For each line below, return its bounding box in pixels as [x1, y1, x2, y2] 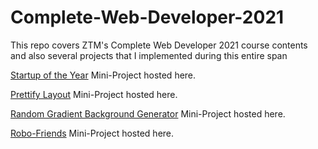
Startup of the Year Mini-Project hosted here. [10, 69, 197, 81]
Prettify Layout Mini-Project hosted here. [10, 88, 178, 100]
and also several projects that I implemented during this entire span [10, 49, 288, 61]
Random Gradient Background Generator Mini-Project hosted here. [10, 107, 286, 120]
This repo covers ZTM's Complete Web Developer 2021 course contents [10, 39, 308, 51]
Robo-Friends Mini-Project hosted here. [10, 127, 175, 139]
